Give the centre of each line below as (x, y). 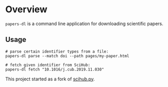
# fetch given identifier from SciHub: (48, 65)
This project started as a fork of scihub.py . (50, 79)
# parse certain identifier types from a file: (57, 51)
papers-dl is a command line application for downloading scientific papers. (85, 24)
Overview (26, 9)
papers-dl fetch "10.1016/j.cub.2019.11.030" (55, 69)
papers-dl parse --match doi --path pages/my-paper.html (67, 56)
